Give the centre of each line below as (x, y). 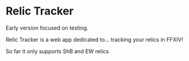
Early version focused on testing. (47, 28)
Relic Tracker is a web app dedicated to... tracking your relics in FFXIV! (94, 39)
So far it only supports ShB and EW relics (57, 51)
